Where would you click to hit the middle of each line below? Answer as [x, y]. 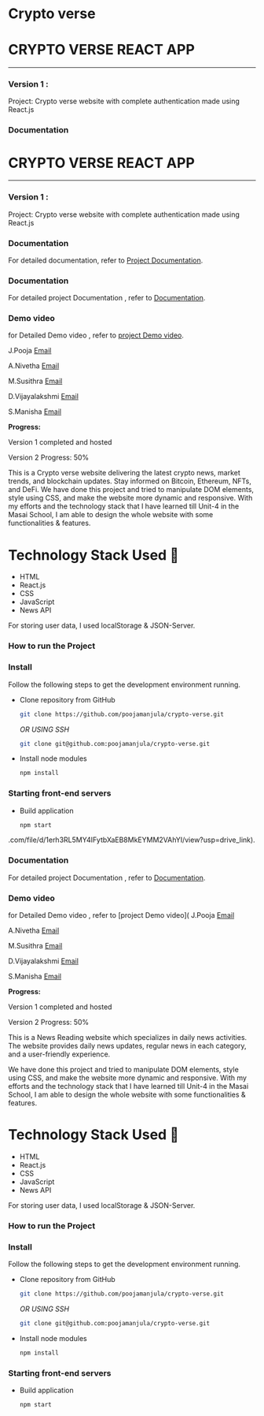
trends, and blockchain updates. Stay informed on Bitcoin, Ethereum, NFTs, [130, 481]
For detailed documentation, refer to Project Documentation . [106, 260]
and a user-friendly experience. [59, 1054]
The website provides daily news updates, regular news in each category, [127, 1046]
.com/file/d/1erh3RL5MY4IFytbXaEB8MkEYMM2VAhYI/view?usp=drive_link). [132, 840]
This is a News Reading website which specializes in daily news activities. [128, 1038]
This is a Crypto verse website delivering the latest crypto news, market [125, 473]
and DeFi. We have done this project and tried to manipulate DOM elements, [131, 490]
